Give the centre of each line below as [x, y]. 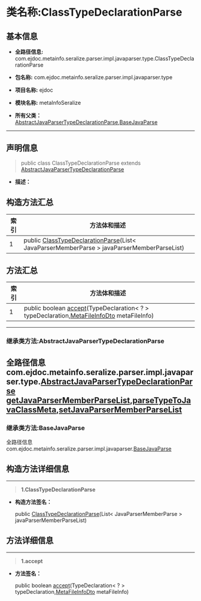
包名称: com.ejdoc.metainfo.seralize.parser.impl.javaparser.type [94, 77]
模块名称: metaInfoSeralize [48, 103]
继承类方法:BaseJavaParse [45, 428]
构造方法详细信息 [38, 469]
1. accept [32, 561]
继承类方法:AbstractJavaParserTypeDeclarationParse [85, 341]
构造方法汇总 [30, 202]
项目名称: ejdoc [34, 90]
